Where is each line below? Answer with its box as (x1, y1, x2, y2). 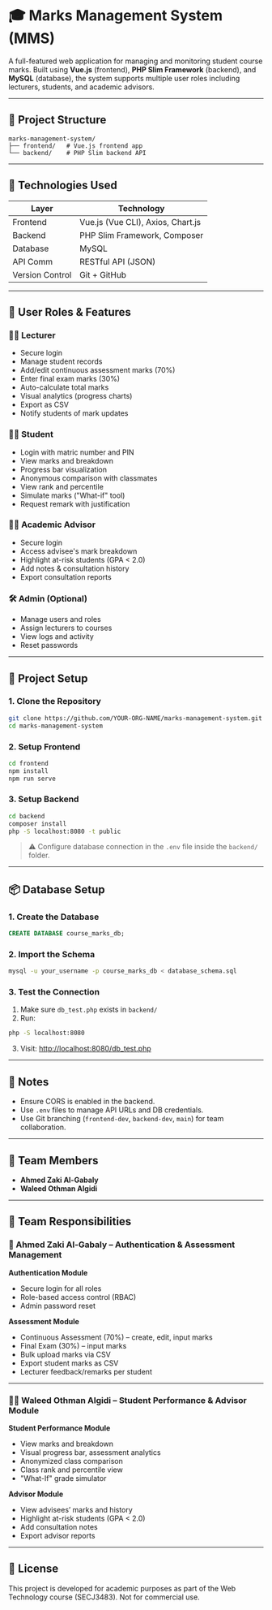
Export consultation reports (19, 572, 112, 581)
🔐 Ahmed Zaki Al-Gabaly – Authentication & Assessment (8, 1239, 236, 1250)
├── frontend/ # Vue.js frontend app (8, 141, 143, 150)
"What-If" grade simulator (19, 1473, 107, 1483)
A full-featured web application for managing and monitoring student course (8, 56, 263, 66)
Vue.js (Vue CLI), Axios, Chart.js (79, 216, 201, 227)
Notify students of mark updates (19, 408, 129, 418)
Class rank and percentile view (19, 1465, 123, 1474)
